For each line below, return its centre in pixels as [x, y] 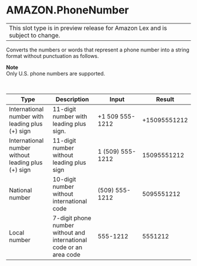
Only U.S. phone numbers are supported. [56, 73]
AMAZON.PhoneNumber [67, 10]
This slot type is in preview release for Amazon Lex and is [88, 28]
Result [165, 99]
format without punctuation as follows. [52, 56]
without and [69, 233]
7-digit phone [72, 218]
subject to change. [35, 35]
